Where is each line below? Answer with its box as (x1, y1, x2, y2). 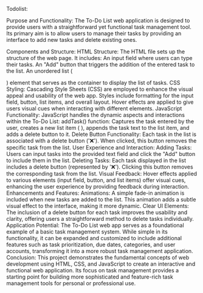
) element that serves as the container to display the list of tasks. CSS (6, 79, 181, 86)
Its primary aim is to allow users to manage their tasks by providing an (6, 30, 182, 37)
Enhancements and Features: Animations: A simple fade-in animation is (6, 189, 185, 197)
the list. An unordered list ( (6, 67, 73, 75)
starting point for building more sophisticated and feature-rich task (6, 273, 174, 280)
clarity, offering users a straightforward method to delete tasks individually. (6, 215, 194, 222)
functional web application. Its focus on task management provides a (6, 267, 179, 274)
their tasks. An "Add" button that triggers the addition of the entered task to (6, 61, 195, 68)
